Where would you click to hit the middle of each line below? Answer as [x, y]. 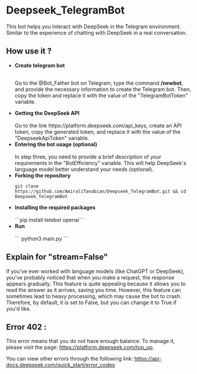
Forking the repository [43, 175]
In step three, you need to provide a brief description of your [88, 157]
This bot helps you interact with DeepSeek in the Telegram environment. [94, 26]
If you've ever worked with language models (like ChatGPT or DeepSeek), [96, 271]
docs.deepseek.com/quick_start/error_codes [61, 365]
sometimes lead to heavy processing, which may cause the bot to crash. [94, 296]
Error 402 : [26, 327]
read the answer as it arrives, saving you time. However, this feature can [94, 290]
